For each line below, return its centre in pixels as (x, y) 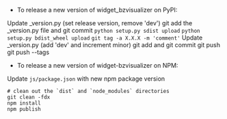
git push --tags (28, 52)
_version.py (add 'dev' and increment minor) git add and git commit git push (114, 45)
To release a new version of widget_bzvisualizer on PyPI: (97, 10)
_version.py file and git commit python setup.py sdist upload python (104, 30)
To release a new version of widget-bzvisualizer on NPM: (97, 65)
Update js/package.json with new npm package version (86, 79)
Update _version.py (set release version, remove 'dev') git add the (100, 23)
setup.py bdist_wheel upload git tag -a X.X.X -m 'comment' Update (105, 38)
